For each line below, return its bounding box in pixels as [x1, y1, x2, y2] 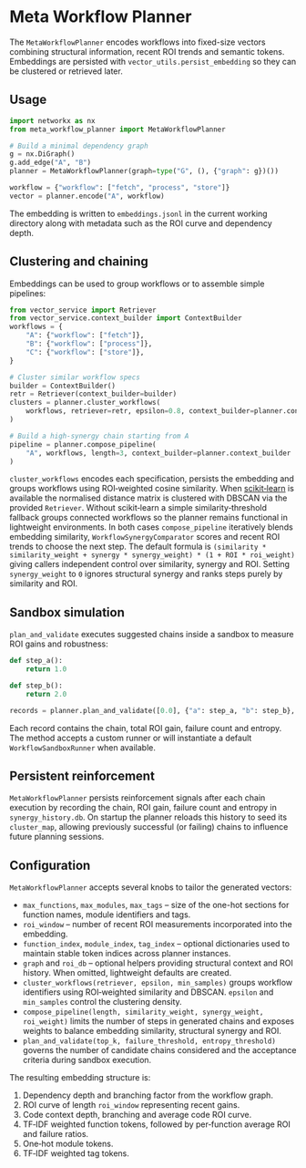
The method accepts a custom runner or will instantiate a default [9, 732, 252, 743]
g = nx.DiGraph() [9, 150, 76, 159]
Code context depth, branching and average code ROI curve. [22, 1110, 252, 1121]
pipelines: [9, 287, 46, 298]
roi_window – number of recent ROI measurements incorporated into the [22, 919, 293, 930]
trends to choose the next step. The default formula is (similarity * [9, 541, 267, 553]
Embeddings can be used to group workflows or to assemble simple [9, 278, 265, 289]
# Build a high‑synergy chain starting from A [9, 431, 189, 440]
